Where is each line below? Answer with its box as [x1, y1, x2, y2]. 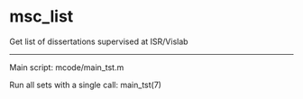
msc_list [9, 6, 74, 27]
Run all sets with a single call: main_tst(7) [9, 79, 162, 90]
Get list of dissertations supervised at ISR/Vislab [9, 36, 188, 47]
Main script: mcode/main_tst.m [9, 61, 124, 73]
